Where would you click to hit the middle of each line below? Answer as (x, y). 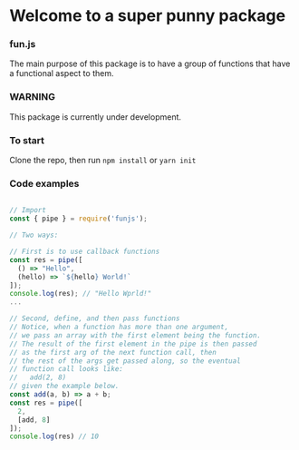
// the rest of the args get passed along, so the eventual (125, 361)
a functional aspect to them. (62, 73)
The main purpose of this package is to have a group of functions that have (150, 64)
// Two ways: (34, 235)
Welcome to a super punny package (148, 16)
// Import (28, 210)
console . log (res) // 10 (54, 436)
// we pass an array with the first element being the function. (135, 335)
